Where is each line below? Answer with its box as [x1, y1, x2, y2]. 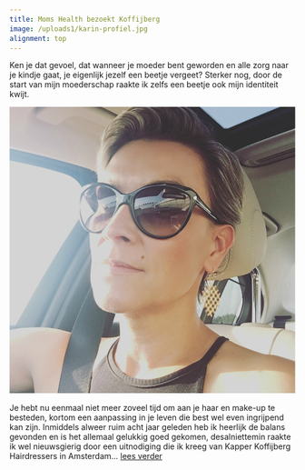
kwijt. [9, 89, 30, 100]
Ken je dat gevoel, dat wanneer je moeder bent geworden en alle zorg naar [9, 60, 289, 71]
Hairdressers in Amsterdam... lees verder [9, 451, 163, 462]
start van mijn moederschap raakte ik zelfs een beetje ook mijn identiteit [9, 79, 279, 90]
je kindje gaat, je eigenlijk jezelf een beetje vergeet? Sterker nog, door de [9, 69, 283, 81]
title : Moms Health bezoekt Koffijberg [9, 15, 161, 24]
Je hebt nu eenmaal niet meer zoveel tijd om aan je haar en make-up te [9, 403, 276, 414]
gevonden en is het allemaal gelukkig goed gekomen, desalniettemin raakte [9, 432, 291, 443]
